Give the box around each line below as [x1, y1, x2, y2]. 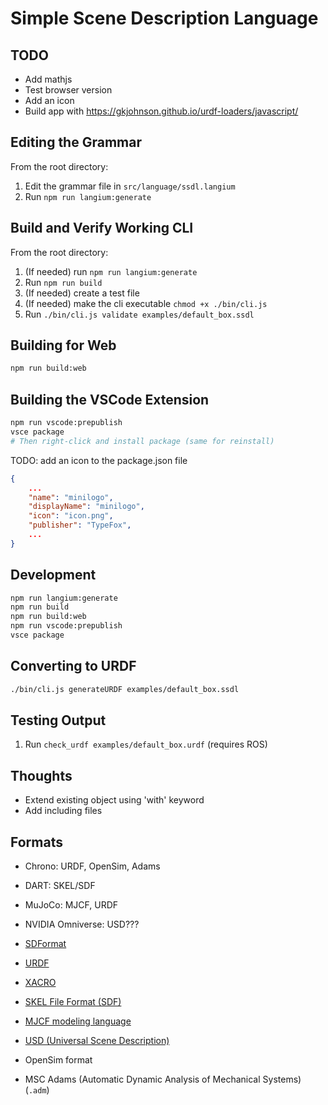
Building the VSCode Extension [10, 391, 210, 408]
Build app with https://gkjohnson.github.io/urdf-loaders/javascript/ [24, 105, 299, 117]
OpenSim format [24, 1054, 93, 1066]
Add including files [24, 805, 103, 817]
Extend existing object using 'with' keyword [24, 794, 205, 806]
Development [10, 567, 97, 584]
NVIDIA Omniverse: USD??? [24, 918, 140, 931]
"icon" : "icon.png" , [28, 511, 114, 521]
